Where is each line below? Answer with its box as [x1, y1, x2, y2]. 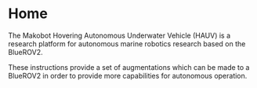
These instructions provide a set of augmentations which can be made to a [8, 62, 250, 71]
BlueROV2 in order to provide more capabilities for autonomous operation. [8, 71, 248, 80]
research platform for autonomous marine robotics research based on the [8, 38, 246, 48]
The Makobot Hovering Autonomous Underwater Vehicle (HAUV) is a [8, 31, 231, 40]
